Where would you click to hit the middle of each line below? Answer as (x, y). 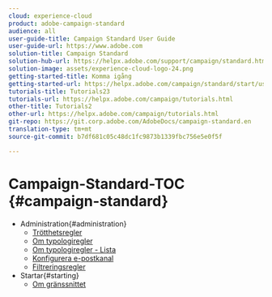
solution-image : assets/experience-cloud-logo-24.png (101, 69)
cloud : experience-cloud (50, 16)
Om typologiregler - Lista (74, 249)
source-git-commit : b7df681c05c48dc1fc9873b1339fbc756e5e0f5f (115, 136)
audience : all (32, 31)
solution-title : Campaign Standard (68, 54)
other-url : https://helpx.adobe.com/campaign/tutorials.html (114, 114)
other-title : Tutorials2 (50, 106)
